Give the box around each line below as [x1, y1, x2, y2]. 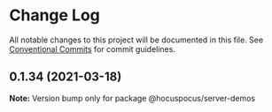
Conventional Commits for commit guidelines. [9, 43, 175, 54]
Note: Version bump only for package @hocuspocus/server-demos [9, 93, 255, 103]
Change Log [9, 5, 100, 26]
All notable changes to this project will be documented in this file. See [9, 34, 264, 45]
